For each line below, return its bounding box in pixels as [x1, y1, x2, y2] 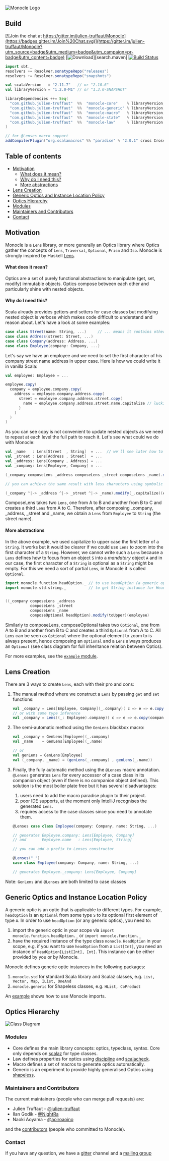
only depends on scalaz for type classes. [12, 1050, 98, 1057]
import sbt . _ [5, 64, 33, 69]
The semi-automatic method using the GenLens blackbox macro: [12, 725, 145, 731]
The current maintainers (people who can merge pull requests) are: [5, 1096, 144, 1102]
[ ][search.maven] [65, 54, 128, 60]
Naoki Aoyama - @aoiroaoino [12, 1117, 74, 1123]
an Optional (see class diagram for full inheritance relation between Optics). [5, 643, 163, 649]
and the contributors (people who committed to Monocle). [5, 1126, 126, 1132]
